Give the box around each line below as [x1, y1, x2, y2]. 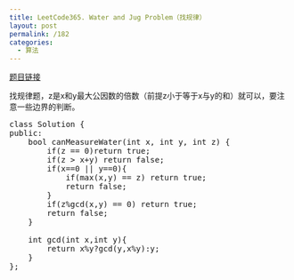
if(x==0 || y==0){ [46, 164, 127, 174]
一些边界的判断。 [16, 101, 80, 112]
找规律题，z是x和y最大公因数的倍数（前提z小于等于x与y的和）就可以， [9, 91, 270, 101]
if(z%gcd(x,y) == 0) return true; [46, 199, 198, 210]
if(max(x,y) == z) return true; [65, 172, 208, 183]
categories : [9, 37, 53, 47]
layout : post [9, 21, 58, 30]
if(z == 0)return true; [46, 146, 151, 156]
